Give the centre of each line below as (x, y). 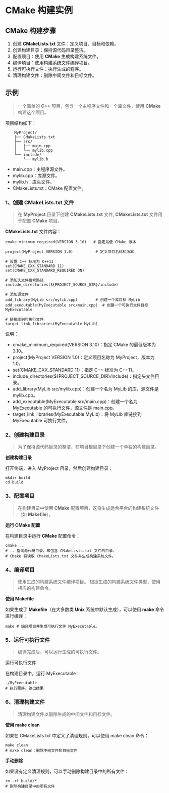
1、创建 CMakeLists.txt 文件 (40, 202)
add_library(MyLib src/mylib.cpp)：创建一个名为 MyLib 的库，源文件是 (86, 389)
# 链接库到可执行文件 (24, 320)
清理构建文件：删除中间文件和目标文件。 (54, 75)
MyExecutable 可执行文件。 (41, 421)
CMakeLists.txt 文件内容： (33, 232)
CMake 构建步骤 (31, 31)
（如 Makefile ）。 (35, 514)
